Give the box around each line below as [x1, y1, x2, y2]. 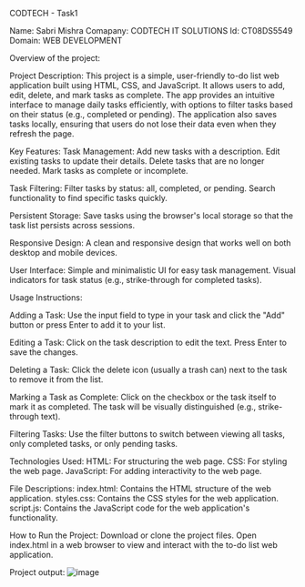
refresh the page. [9, 128, 75, 139]
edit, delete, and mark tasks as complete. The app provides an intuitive [9, 90, 275, 100]
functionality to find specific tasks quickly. [9, 193, 168, 203]
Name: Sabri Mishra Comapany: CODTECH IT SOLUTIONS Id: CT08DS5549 [9, 25, 293, 35]
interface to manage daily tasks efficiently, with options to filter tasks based [9, 99, 293, 110]
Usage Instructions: [9, 292, 83, 303]
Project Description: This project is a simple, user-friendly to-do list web [9, 70, 280, 81]
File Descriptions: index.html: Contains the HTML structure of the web [9, 483, 271, 494]
